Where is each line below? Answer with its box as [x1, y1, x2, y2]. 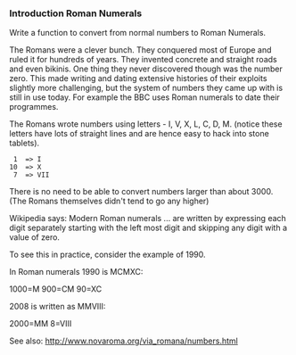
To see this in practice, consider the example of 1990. [9, 249, 207, 260]
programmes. [9, 102, 59, 112]
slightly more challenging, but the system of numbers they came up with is [9, 83, 284, 94]
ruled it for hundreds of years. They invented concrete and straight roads [9, 54, 278, 65]
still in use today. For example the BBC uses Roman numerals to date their [9, 92, 281, 103]
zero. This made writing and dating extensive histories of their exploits [9, 73, 267, 84]
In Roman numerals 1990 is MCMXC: [9, 267, 144, 277]
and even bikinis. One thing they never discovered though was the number [9, 63, 284, 74]
